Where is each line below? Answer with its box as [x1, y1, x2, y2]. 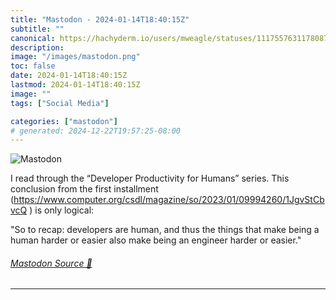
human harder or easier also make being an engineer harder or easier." [10, 234, 302, 246]
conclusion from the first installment [10, 183, 159, 195]
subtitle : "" [10, 24, 65, 34]
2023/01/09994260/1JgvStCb [201, 194, 325, 206]
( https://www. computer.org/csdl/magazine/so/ [10, 194, 203, 206]
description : [10, 42, 65, 53]
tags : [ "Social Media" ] [10, 98, 110, 108]
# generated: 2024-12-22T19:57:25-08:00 [10, 126, 182, 136]
